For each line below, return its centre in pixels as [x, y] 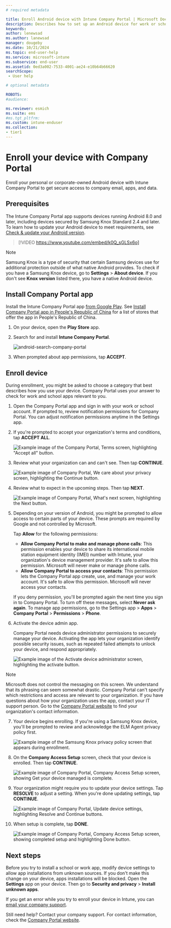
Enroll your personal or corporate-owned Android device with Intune [77, 182]
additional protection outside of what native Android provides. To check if [82, 267]
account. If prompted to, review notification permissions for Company [86, 412]
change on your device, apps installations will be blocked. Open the [76, 879]
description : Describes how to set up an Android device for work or [81, 24]
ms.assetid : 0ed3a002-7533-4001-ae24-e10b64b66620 [60, 67]
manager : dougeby [24, 43]
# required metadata [28, 10]
